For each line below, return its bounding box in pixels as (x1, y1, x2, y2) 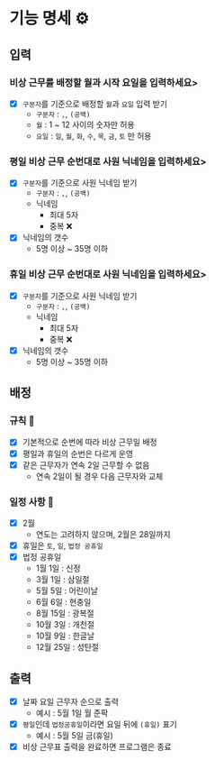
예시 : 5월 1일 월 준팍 (35, 708, 109, 719)
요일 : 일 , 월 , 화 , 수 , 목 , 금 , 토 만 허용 (35, 130, 152, 141)
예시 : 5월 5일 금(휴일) (35, 730, 114, 741)
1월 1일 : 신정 (35, 563, 81, 573)
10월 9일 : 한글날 (35, 630, 95, 641)
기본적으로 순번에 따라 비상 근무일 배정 (22, 436, 157, 447)
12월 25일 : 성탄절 (35, 642, 99, 653)
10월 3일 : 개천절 (35, 619, 95, 630)
